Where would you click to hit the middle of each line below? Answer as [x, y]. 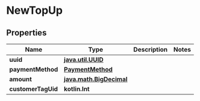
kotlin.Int [77, 89]
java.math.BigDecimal [96, 79]
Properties [27, 33]
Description [151, 50]
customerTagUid [34, 89]
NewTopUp [35, 11]
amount [20, 79]
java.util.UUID [84, 60]
